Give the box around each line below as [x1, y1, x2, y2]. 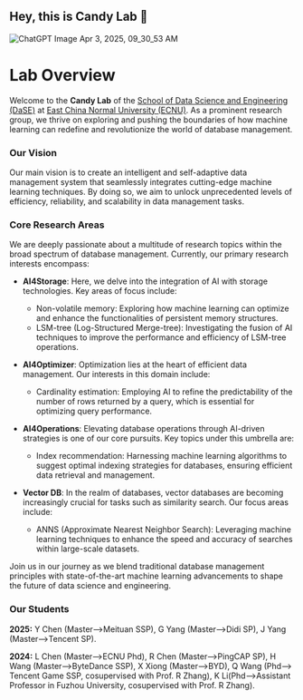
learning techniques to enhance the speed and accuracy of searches [35, 534, 293, 545]
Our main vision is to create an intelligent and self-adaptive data [9, 167, 248, 178]
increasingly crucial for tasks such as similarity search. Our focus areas [22, 497, 289, 508]
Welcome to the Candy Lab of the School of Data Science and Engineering [9, 94, 289, 105]
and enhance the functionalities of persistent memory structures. [35, 313, 279, 324]
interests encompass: [9, 258, 90, 269]
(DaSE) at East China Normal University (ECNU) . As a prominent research [9, 104, 283, 115]
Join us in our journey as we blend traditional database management [9, 561, 265, 572]
